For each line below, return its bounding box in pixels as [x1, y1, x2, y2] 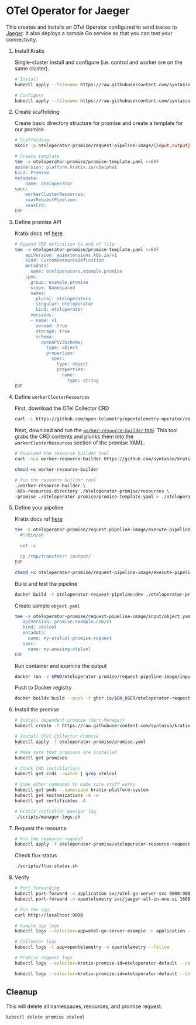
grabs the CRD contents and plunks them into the [14, 433, 133, 440]
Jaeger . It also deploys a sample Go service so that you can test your [6, 29, 173, 36]
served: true [36, 323, 67, 329]
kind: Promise [14, 169, 49, 175]
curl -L [14, 416, 33, 422]
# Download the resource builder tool [14, 450, 109, 457]
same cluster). [14, 65, 50, 72]
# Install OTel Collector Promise [14, 734, 99, 739]
